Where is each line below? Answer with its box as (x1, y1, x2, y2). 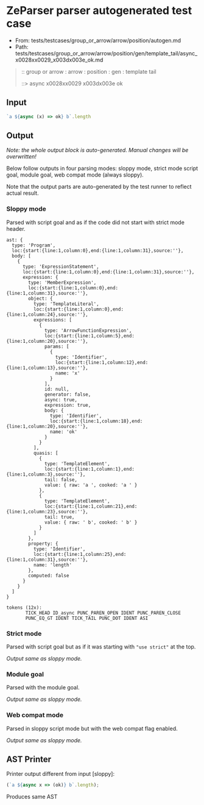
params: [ (44, 343, 69, 350)
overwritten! (6, 153, 37, 160)
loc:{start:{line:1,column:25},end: (33, 551, 127, 557)
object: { (28, 295, 53, 301)
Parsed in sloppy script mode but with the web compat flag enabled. (6, 725, 178, 732)
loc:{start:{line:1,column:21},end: (44, 503, 138, 509)
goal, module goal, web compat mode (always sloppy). (6, 171, 144, 178)
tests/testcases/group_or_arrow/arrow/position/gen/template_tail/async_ (15, 49, 198, 57)
